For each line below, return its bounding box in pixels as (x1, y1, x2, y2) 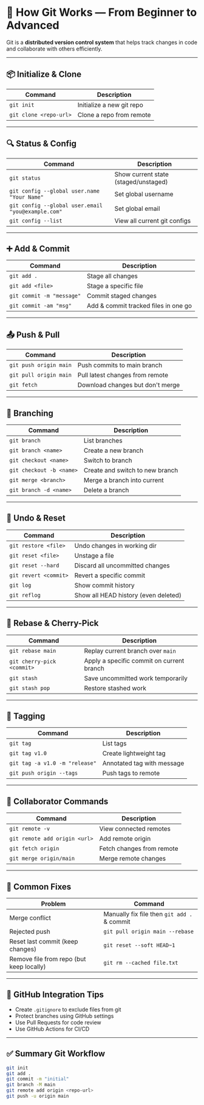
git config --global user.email (9, 202, 103, 209)
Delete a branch (84, 486, 129, 494)
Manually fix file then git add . (103, 910, 193, 918)
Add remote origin (99, 834, 151, 843)
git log (9, 581, 32, 589)
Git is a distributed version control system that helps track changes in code (6, 38, 197, 46)
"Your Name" (9, 193, 44, 201)
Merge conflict (9, 914, 52, 922)
